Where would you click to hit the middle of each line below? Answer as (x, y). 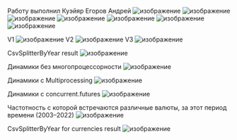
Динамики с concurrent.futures (54, 94)
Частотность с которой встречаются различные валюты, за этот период (117, 108)
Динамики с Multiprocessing (50, 80)
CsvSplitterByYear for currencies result (64, 129)
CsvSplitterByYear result (43, 53)
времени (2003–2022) (41, 115)
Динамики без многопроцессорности (64, 66)
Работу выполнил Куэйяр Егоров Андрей (69, 11)
